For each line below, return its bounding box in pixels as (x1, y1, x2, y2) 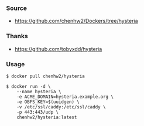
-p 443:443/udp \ (16, 109, 59, 115)
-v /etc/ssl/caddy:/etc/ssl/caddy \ (16, 104, 107, 110)
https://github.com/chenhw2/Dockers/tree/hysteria (14, 18, 139, 25)
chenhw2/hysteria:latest (16, 114, 77, 120)
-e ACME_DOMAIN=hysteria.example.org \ (16, 94, 114, 100)
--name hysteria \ (16, 88, 61, 94)
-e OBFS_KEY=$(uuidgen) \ (16, 98, 80, 105)
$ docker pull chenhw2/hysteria (6, 73, 85, 79)
